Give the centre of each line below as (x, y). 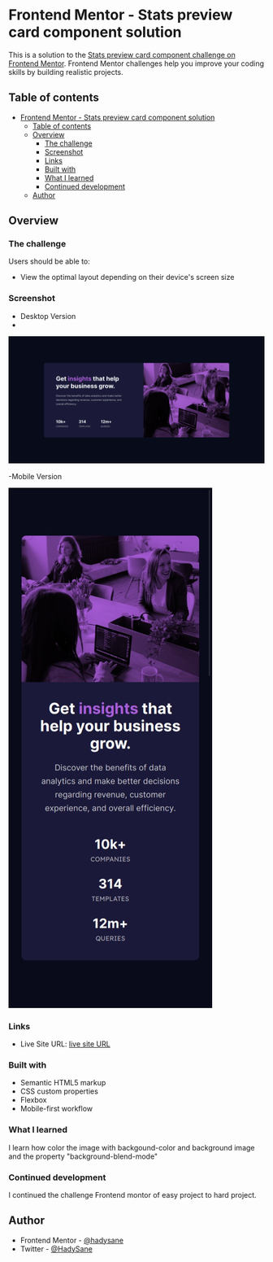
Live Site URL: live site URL (65, 1044)
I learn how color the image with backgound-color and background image (132, 1147)
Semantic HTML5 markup (63, 1083)
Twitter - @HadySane (56, 1249)
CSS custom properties (59, 1091)
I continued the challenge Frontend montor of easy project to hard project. (133, 1194)
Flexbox (33, 1100)
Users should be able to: (50, 261)
